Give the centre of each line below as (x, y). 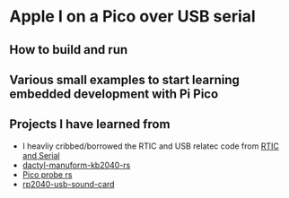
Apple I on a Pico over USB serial (132, 17)
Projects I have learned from (90, 124)
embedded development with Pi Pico (114, 94)
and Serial (41, 155)
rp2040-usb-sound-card (68, 184)
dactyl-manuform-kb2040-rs (76, 165)
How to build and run (69, 50)
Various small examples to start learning (125, 79)
